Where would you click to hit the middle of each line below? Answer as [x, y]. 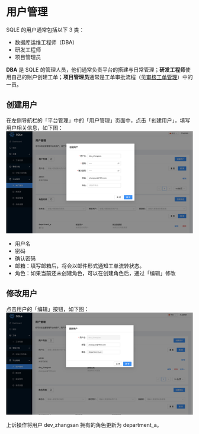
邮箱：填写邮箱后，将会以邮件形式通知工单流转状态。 [80, 266]
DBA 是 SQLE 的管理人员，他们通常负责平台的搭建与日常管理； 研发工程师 [96, 69]
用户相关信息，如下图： [35, 127]
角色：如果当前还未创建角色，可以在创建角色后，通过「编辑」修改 [95, 273]
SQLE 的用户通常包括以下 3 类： [45, 30]
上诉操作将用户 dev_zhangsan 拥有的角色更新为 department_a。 [84, 425]
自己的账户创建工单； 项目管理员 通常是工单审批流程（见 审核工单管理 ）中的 [102, 77]
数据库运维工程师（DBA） [46, 42]
